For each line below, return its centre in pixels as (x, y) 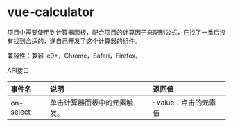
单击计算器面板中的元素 (88, 103)
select (21, 112)
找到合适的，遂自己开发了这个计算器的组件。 (77, 41)
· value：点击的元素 (184, 103)
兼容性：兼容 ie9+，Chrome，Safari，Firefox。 (75, 56)
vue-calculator (51, 12)
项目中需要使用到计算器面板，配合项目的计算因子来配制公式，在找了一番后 (113, 32)
